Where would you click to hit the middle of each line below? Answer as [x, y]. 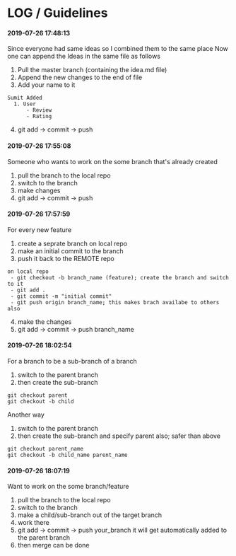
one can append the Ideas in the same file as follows [84, 56]
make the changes [45, 322]
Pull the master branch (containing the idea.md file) [92, 70]
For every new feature [40, 230]
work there [33, 523]
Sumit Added [25, 98]
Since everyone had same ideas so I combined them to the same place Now [118, 49]
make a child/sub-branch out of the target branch [90, 515]
